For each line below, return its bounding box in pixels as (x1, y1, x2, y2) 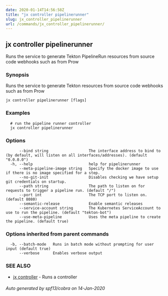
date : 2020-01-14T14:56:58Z (6, 7, 65, 13)
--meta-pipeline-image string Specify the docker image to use (19, 166, 158, 171)
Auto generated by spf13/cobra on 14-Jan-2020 (6, 285, 105, 291)
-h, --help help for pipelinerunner (10, 162, 141, 167)
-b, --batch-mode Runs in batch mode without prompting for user (10, 242, 154, 247)
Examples (6, 109, 31, 116)
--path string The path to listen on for (19, 183, 145, 189)
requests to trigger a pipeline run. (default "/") (6, 188, 116, 193)
